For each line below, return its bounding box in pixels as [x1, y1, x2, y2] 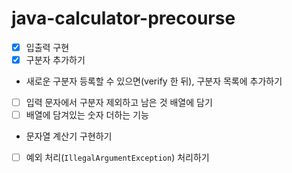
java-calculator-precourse [11, 7, 236, 30]
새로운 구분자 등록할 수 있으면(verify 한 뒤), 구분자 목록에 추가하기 [25, 75, 283, 87]
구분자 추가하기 [25, 54, 86, 66]
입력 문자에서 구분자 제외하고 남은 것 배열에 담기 [25, 97, 213, 109]
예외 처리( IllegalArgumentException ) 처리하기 [25, 152, 210, 164]
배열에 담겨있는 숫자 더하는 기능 [25, 109, 149, 121]
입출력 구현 [25, 41, 70, 53]
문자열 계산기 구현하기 [25, 130, 113, 142]
